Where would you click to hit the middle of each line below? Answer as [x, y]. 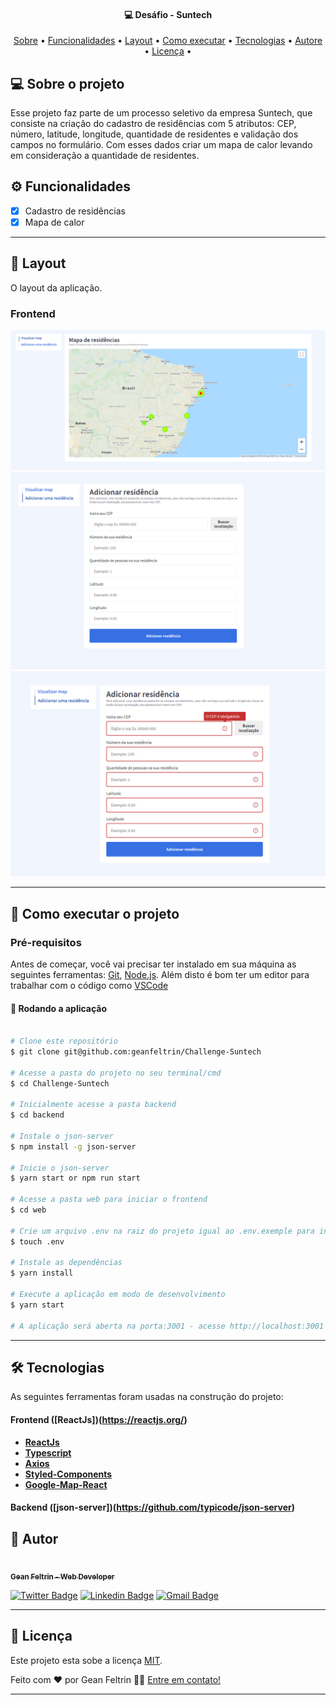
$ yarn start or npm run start [75, 1178]
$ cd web [28, 1210]
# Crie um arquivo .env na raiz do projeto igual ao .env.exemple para [162, 1231]
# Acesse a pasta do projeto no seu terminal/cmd [116, 1073]
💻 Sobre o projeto [67, 83]
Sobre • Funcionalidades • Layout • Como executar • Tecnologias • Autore [168, 41]
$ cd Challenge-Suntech [60, 1083]
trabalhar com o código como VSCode [89, 985]
